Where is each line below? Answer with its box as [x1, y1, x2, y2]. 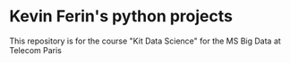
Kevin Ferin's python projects [9, 6, 233, 27]
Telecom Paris [9, 44, 63, 55]
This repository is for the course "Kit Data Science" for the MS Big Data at [9, 35, 282, 46]
